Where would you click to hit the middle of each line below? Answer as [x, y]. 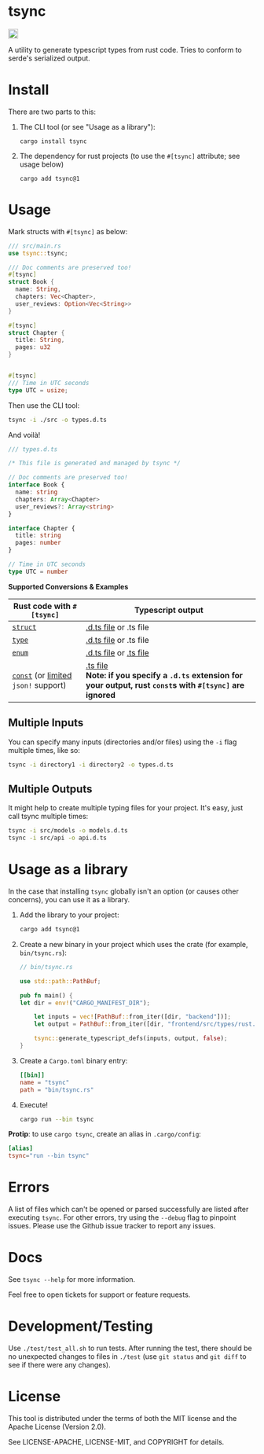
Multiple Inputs [46, 723]
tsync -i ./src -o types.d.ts [58, 420]
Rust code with [42, 606]
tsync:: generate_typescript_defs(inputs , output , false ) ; [131, 1039]
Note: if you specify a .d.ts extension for [165, 675]
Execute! [34, 1105]
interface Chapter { [42, 528]
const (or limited [42, 675]
